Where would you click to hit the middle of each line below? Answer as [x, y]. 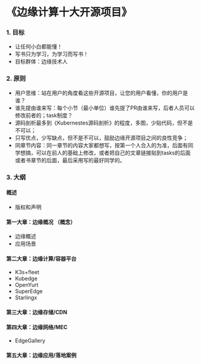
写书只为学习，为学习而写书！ [51, 54]
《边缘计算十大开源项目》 [69, 12]
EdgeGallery [30, 341]
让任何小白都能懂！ [39, 47]
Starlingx [26, 298]
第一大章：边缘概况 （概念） [41, 222]
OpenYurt [27, 285]
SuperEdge [29, 292]
